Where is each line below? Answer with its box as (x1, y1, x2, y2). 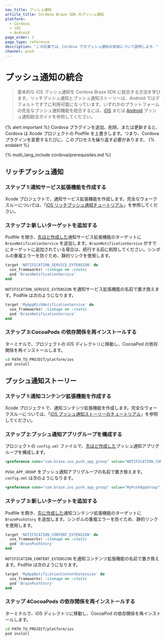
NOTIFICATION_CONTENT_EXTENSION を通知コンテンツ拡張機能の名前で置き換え (5, 556, 160, 561)
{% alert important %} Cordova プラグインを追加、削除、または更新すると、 (5, 125, 161, 130)
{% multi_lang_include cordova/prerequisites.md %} (5, 152, 111, 158)
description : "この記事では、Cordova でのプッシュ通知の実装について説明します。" (5, 44, 159, 49)
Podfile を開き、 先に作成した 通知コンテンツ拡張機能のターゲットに (5, 510, 142, 516)
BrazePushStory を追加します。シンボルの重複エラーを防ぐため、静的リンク (5, 516, 158, 522)
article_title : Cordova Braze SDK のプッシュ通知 (5, 12, 104, 17)
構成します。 (22, 449, 48, 455)
